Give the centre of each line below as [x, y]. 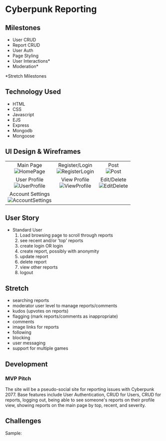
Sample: [14, 433]
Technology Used [33, 92]
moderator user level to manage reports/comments [65, 306]
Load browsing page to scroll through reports [66, 235]
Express [21, 125]
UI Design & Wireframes [43, 152]
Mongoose [23, 136]
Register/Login [75, 165]
